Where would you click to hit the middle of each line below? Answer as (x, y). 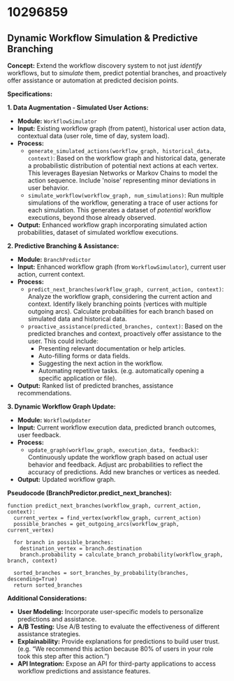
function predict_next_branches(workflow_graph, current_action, (104, 506)
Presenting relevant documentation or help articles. (112, 349)
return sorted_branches (48, 585)
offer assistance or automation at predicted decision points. (93, 80)
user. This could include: (63, 341)
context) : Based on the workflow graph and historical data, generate (126, 158)
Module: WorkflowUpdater (54, 420)
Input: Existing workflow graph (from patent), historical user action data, (122, 129)
